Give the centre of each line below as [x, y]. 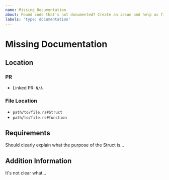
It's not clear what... [26, 173]
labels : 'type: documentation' [38, 19]
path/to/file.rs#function [39, 118]
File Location [21, 101]
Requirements [28, 133]
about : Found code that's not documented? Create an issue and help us [82, 15]
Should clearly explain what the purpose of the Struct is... [65, 145]
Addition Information [38, 161]
